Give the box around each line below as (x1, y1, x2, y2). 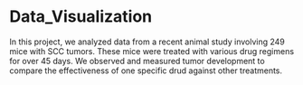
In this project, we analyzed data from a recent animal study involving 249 (9, 36, 285, 47)
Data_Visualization (9, 6, 153, 27)
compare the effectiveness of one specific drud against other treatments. (9, 65, 283, 76)
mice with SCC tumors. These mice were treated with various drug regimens (9, 45, 295, 56)
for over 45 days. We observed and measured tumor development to (9, 55, 265, 66)
